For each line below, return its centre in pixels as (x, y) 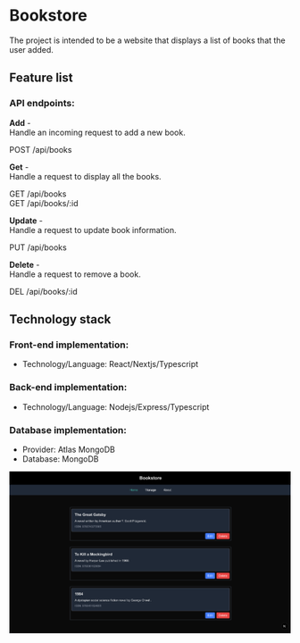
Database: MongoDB (60, 459)
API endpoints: (42, 104)
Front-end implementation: (69, 345)
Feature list (41, 78)
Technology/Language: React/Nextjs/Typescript (110, 364)
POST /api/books (41, 149)
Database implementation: (68, 430)
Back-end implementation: (68, 388)
